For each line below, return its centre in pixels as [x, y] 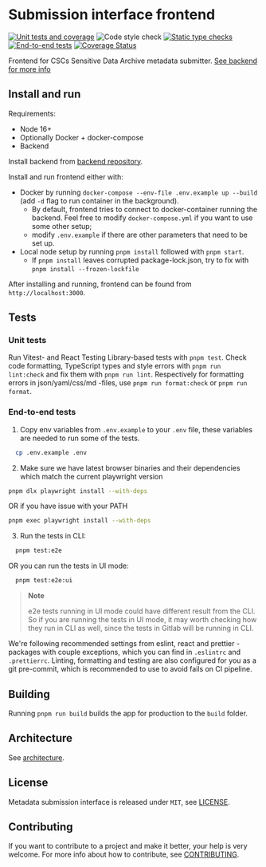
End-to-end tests [42, 412]
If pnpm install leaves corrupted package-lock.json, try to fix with [140, 260]
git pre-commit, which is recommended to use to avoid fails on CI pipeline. [130, 669]
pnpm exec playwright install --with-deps [80, 521]
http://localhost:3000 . [47, 292]
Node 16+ [36, 128]
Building [29, 694]
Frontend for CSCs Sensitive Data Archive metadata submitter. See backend [133, 61]
